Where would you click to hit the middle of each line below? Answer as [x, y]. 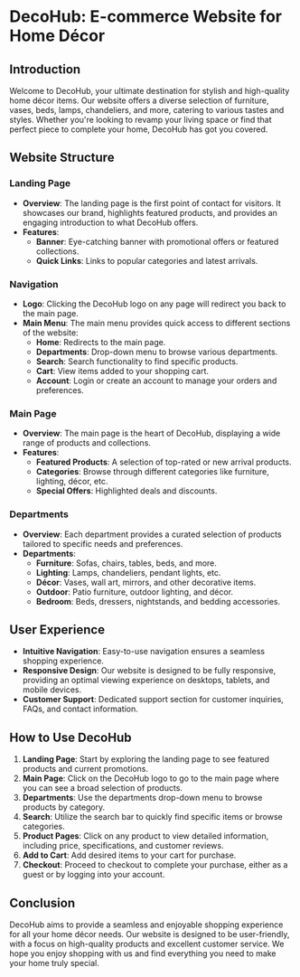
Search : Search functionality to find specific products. [137, 361]
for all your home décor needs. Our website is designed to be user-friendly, [150, 935]
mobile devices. [52, 690]
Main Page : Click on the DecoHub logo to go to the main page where [151, 778]
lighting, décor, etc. [72, 482]
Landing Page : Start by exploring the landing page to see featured [145, 759]
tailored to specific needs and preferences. [103, 543]
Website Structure [62, 158]
